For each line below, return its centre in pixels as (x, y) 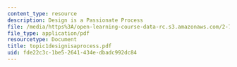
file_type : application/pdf (49, 33)
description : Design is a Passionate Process (75, 20)
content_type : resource (42, 14)
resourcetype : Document (42, 40)
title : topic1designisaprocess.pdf (60, 46)
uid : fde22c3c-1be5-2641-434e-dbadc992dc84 (72, 53)
